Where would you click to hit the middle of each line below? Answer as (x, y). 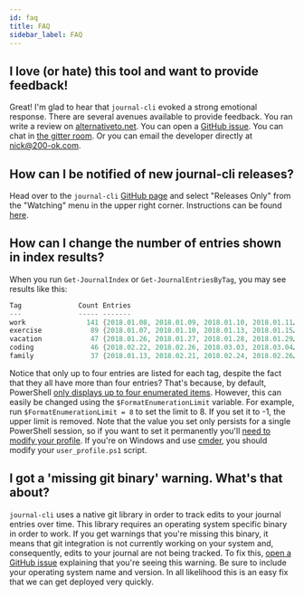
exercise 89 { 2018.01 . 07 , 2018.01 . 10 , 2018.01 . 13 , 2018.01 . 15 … (153, 331)
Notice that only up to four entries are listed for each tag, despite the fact (146, 373)
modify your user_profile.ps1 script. (78, 449)
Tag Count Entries (70, 305)
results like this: (38, 289)
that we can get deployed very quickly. (81, 582)
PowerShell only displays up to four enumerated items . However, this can (146, 392)
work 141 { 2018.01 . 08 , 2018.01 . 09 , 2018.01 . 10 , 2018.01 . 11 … (153, 322)
